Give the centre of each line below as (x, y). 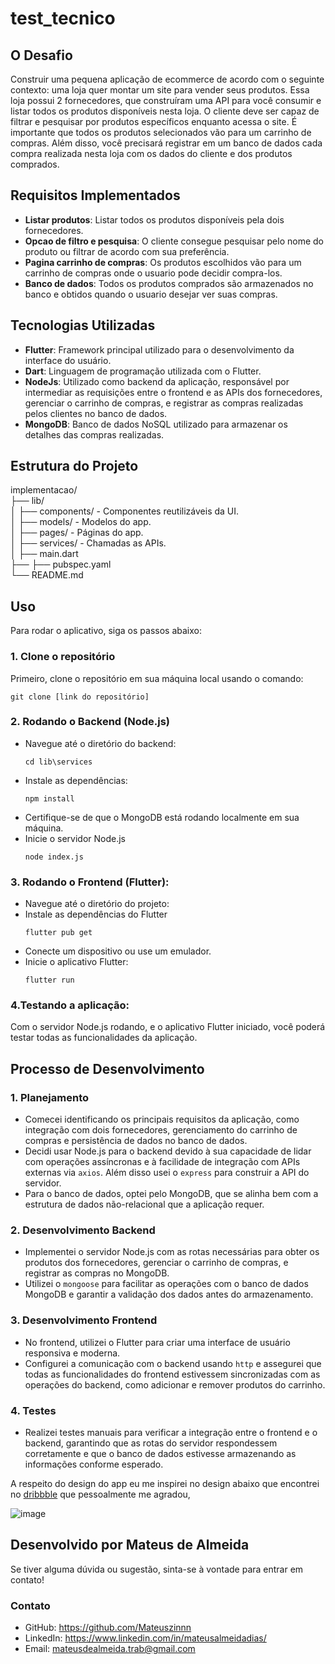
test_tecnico (63, 18)
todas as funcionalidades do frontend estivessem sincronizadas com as (172, 1374)
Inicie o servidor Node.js (75, 838)
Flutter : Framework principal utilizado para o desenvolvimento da (159, 349)
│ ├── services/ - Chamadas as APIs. (88, 543)
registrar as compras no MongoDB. (97, 1273)
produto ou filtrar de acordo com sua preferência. (127, 251)
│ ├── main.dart (44, 554)
